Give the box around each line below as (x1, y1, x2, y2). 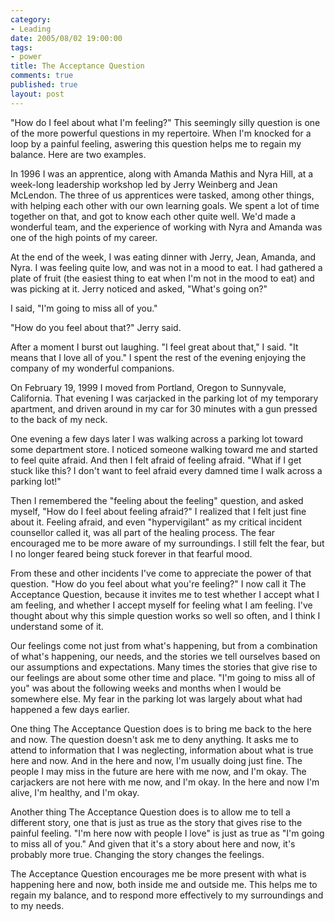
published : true (10, 80, 78, 90)
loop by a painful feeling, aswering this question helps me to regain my (10, 137, 302, 150)
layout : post (10, 89, 65, 99)
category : (10, 14, 52, 25)
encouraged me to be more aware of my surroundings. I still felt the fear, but (10, 537, 325, 549)
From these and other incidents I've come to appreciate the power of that (10, 567, 312, 579)
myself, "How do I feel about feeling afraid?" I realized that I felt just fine (10, 505, 307, 517)
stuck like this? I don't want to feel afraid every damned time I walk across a (10, 464, 323, 476)
